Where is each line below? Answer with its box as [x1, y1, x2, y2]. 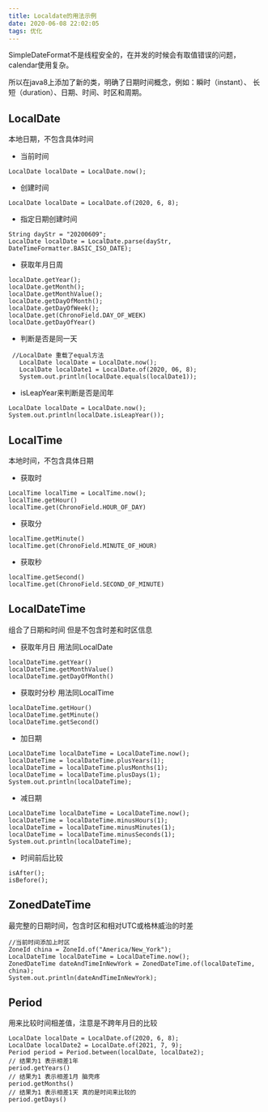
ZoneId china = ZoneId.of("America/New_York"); [8, 945, 172, 953]
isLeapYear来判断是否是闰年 [19, 388, 114, 398]
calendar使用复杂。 [8, 60, 74, 70]
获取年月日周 [19, 260, 63, 270]
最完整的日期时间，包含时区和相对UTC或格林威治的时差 [8, 921, 194, 930]
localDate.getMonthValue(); [8, 290, 104, 298]
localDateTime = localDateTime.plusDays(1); [8, 771, 161, 779]
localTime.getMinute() [8, 535, 85, 543]
